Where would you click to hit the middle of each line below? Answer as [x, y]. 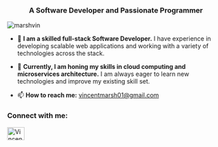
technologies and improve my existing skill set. [83, 81]
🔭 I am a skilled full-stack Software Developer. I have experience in [114, 39]
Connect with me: [38, 116]
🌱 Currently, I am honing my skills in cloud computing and [101, 67]
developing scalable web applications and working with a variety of [113, 46]
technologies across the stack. [61, 53]
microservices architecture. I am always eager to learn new [103, 74]
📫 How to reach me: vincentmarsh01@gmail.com [88, 95]
